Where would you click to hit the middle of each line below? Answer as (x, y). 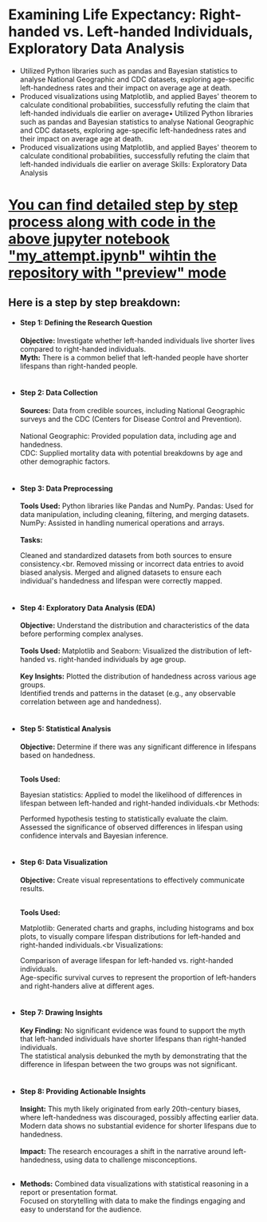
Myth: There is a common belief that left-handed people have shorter (134, 357)
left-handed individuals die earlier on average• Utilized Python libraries (136, 113)
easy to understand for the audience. (80, 1209)
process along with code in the (112, 222)
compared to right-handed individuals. (82, 348)
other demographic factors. (65, 461)
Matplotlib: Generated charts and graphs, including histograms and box (137, 928)
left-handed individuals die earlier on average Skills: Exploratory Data (133, 164)
